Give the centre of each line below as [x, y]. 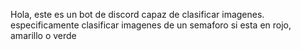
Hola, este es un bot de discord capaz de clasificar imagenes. [137, 14]
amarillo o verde [43, 35]
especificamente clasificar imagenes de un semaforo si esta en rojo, [151, 25]
